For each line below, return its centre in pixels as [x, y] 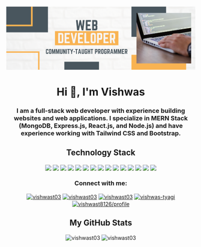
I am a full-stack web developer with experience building [101, 111]
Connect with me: [101, 183]
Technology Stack [101, 153]
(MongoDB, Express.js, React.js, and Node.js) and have [101, 126]
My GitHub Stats [101, 223]
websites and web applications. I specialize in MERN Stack [101, 118]
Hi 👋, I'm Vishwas [101, 92]
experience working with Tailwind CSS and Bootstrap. [101, 133]
